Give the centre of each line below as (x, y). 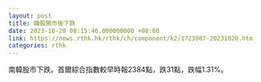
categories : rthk (37, 46)
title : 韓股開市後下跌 (42, 23)
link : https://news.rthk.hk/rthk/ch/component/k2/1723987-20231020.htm (130, 38)
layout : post (30, 16)
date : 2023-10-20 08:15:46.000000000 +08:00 (84, 31)
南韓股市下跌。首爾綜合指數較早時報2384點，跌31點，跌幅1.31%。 (118, 70)
